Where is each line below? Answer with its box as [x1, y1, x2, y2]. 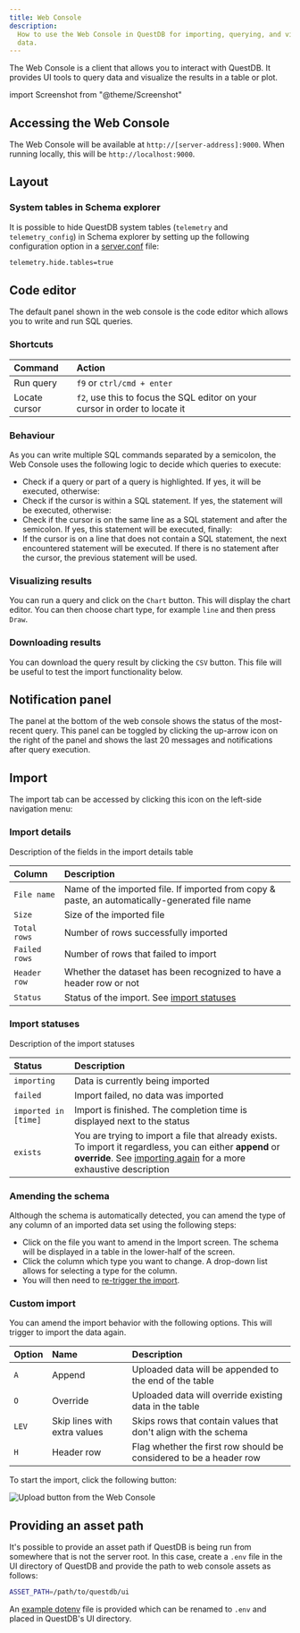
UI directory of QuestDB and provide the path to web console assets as [9, 1561, 271, 1571]
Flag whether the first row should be [131, 1441, 284, 1453]
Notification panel [9, 693, 112, 708]
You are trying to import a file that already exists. [74, 1129, 278, 1142]
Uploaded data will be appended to [131, 1364, 279, 1376]
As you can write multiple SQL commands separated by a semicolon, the [9, 449, 277, 461]
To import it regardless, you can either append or [74, 1140, 280, 1152]
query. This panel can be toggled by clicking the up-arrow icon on [35, 726, 279, 736]
